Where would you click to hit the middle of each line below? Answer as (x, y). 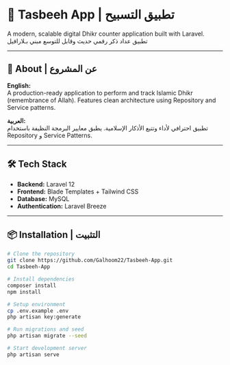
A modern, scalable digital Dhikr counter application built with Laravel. (106, 34)
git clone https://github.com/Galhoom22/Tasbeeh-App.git (90, 261)
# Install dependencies (41, 279)
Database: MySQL (43, 198)
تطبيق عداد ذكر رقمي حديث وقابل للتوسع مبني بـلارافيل (78, 40)
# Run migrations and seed (46, 329)
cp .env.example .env (38, 311)
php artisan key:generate (44, 317)
